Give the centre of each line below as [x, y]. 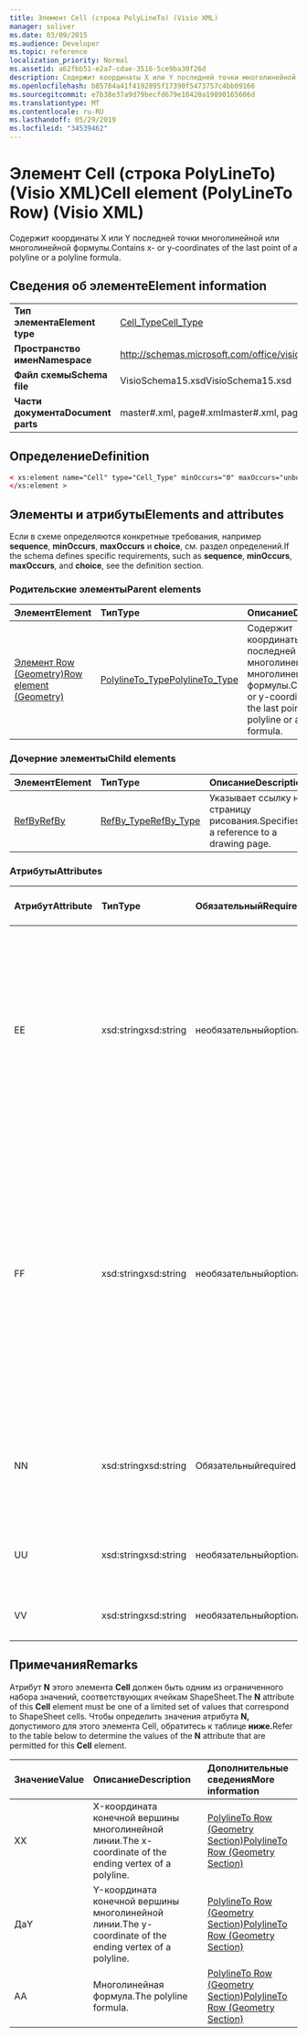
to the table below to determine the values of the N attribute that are [138, 1735]
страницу [230, 809]
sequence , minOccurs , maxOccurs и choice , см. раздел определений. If [149, 546]
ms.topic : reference [49, 52]
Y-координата [125, 1890]
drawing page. [240, 843]
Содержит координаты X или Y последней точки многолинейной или [145, 238]
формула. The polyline [140, 1996]
